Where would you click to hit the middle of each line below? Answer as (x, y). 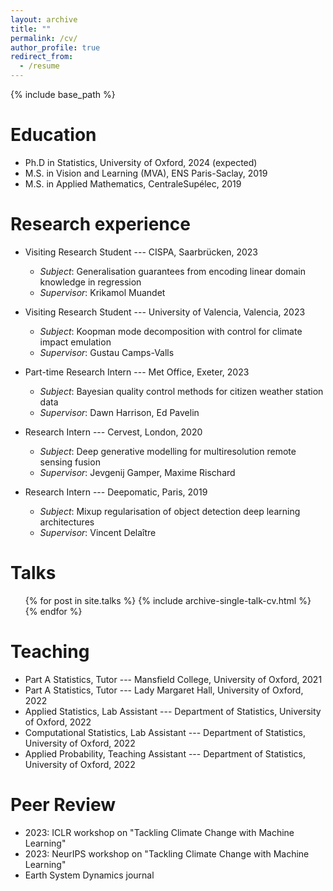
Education (53, 135)
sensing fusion (70, 462)
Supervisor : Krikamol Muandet (102, 292)
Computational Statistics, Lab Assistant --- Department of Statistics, (165, 732)
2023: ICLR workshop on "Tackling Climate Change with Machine (159, 832)
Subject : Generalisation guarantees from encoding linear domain (173, 271)
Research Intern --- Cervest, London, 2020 (113, 432)
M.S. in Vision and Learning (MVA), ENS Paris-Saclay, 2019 (146, 173)
